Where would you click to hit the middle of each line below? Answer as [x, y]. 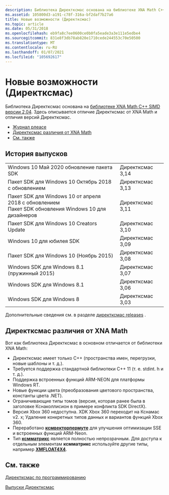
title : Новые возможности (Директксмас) [48, 19]
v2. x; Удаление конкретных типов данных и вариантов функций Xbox [88, 417]
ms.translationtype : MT [30, 43]
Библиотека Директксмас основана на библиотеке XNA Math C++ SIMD [83, 107]
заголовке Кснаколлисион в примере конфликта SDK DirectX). [79, 406]
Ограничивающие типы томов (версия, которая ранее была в [79, 401]
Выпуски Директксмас [30, 487]
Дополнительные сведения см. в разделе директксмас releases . [76, 315]
